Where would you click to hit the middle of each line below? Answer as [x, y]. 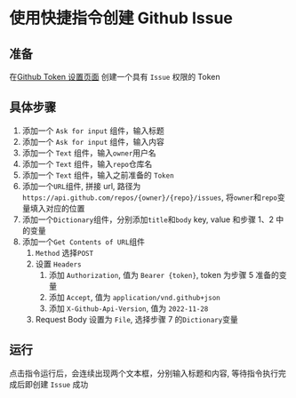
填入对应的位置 [57, 208]
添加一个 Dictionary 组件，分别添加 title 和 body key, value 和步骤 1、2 [148, 219]
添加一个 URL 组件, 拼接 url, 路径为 [81, 186]
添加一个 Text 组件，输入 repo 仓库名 [87, 163]
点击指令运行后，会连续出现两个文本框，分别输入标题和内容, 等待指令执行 [144, 373]
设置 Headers [58, 264]
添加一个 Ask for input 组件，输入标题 [93, 131]
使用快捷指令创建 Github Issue [121, 18]
